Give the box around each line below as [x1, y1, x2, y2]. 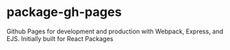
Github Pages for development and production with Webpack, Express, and [6, 27, 224, 35]
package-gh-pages [6, 4, 122, 20]
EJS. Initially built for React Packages [6, 34, 113, 42]
